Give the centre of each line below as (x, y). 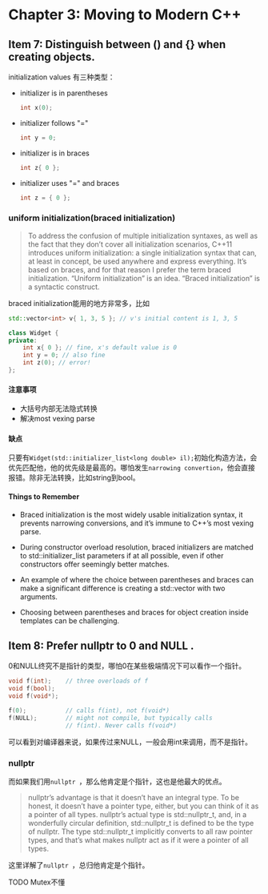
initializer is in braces (54, 153)
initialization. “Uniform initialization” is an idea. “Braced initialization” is (144, 278)
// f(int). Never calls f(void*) (121, 725)
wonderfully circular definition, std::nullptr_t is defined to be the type (141, 823)
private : (23, 340)
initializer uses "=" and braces (70, 183)
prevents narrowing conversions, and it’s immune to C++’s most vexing (137, 523)
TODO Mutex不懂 (37, 882)
